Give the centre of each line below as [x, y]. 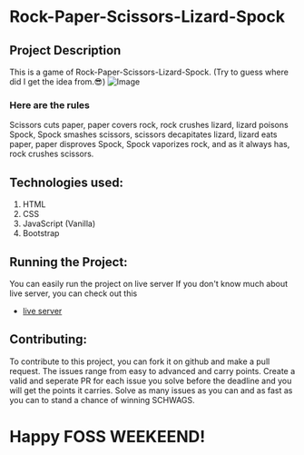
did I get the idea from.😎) [58, 82]
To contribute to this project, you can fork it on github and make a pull [140, 361]
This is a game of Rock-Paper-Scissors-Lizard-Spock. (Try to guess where [149, 72]
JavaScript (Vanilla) [59, 223]
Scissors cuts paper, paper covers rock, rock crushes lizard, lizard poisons [149, 125]
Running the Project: [69, 262]
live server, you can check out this [74, 293]
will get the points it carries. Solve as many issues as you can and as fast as [151, 390]
